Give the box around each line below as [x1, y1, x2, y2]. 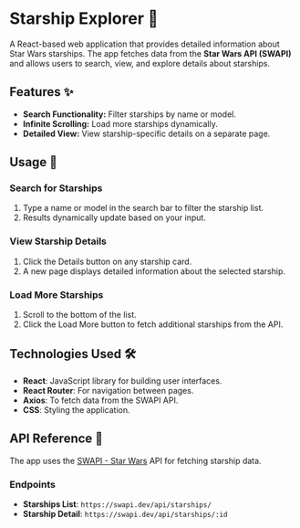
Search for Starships [9, 182, 103, 195]
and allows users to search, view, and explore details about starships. [9, 58, 271, 69]
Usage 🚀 [9, 154, 57, 170]
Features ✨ [9, 84, 74, 100]
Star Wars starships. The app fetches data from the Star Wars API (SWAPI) [9, 48, 292, 58]
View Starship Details [9, 235, 108, 248]
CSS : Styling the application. [22, 404, 130, 415]
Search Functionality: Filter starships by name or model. [22, 109, 237, 120]
